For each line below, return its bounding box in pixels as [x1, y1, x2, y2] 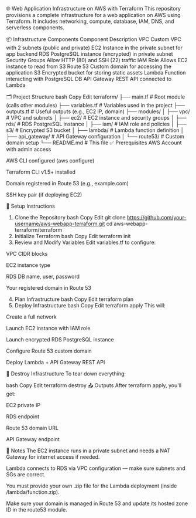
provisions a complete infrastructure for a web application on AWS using [6, 12, 181, 18]
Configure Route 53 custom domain [6, 347, 92, 354]
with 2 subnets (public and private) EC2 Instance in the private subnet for [6, 44, 183, 51]
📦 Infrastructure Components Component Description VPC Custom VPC [6, 36, 181, 43]
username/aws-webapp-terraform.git [14, 220, 105, 227]
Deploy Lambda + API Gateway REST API [6, 359, 105, 365]
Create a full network [6, 313, 57, 320]
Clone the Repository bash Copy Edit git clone [14, 214, 126, 221]
